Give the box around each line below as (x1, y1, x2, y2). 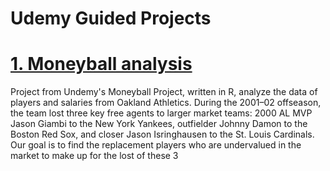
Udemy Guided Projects (10, 7, 212, 30)
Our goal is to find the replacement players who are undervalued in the (10, 139, 302, 151)
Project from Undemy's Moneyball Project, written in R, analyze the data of (10, 86, 318, 98)
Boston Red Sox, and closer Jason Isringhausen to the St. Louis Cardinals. (10, 128, 315, 141)
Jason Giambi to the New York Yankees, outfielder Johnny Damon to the (10, 118, 308, 130)
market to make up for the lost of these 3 (10, 150, 179, 162)
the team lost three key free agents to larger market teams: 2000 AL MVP (10, 107, 313, 119)
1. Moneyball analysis (10, 53, 193, 76)
